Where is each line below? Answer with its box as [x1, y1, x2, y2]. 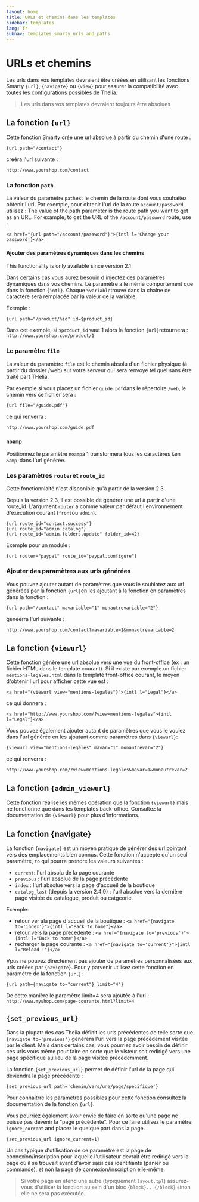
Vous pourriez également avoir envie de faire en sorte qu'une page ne [6, 1112, 178, 1119]
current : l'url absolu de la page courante [14, 869, 115, 876]
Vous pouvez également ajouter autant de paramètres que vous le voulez [6, 727, 186, 734]
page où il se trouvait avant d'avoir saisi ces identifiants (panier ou [6, 1159, 169, 1166]
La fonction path [6, 181, 54, 189]
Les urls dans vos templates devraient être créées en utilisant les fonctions [6, 76, 190, 84]
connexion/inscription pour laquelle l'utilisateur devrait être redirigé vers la [6, 1152, 189, 1160]
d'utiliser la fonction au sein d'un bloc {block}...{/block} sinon [34, 1184, 191, 1191]
